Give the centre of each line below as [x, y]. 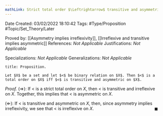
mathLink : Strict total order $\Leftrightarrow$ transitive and [71, 10]
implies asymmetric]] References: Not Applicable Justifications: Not [73, 43]
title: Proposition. [26, 67]
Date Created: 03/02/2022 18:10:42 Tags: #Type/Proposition [65, 23]
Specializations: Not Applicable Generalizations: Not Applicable [68, 58]
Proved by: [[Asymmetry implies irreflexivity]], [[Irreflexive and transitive [77, 38]
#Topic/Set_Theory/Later [30, 29]
